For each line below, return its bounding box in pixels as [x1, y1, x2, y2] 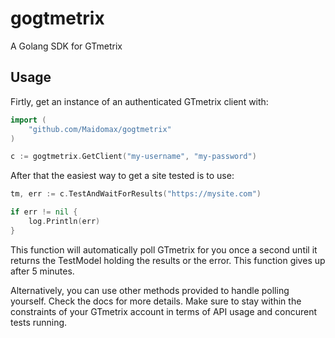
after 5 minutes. [10, 265, 75, 277]
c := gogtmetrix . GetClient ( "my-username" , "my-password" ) [10, 152, 257, 162]
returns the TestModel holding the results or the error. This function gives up [10, 254, 326, 266]
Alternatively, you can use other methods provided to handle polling [10, 284, 290, 296]
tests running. [10, 316, 68, 328]
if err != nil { [10, 207, 78, 217]
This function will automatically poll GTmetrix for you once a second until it [10, 243, 318, 256]
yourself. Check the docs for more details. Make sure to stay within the [10, 295, 302, 307]
